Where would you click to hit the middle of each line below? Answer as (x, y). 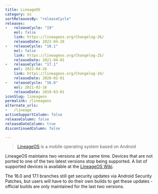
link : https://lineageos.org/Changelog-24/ (59, 74)
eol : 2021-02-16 (31, 87)
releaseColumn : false (27, 119)
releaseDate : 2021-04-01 (39, 60)
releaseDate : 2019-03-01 (39, 92)
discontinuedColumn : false (33, 128)
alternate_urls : (22, 106)
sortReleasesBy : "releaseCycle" (38, 19)
